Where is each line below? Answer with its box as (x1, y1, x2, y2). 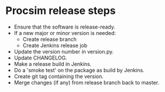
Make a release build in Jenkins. (13, 60, 92, 68)
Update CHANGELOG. (13, 54, 68, 61)
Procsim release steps (5, 4, 116, 17)
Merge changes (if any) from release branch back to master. (13, 79, 160, 86)
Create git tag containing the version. (13, 73, 104, 80)
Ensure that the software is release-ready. (13, 23, 115, 30)
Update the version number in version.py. (13, 48, 114, 55)
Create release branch (22, 36, 77, 43)
